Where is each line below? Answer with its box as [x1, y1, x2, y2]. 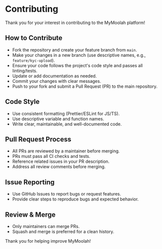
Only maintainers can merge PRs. [12, 224, 80, 229]
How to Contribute [5, 34, 63, 42]
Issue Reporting [5, 178, 55, 186]
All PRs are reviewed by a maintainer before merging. [12, 148, 120, 154]
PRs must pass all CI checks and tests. [12, 153, 91, 159]
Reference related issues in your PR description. [12, 158, 109, 165]
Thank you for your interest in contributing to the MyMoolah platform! [5, 20, 146, 25]
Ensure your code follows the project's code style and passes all [12, 62, 143, 68]
